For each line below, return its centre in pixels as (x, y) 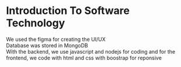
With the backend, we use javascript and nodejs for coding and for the (91, 51)
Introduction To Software (68, 11)
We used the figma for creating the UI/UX (56, 39)
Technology (36, 23)
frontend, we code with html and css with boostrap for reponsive (84, 58)
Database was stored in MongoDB (47, 45)
